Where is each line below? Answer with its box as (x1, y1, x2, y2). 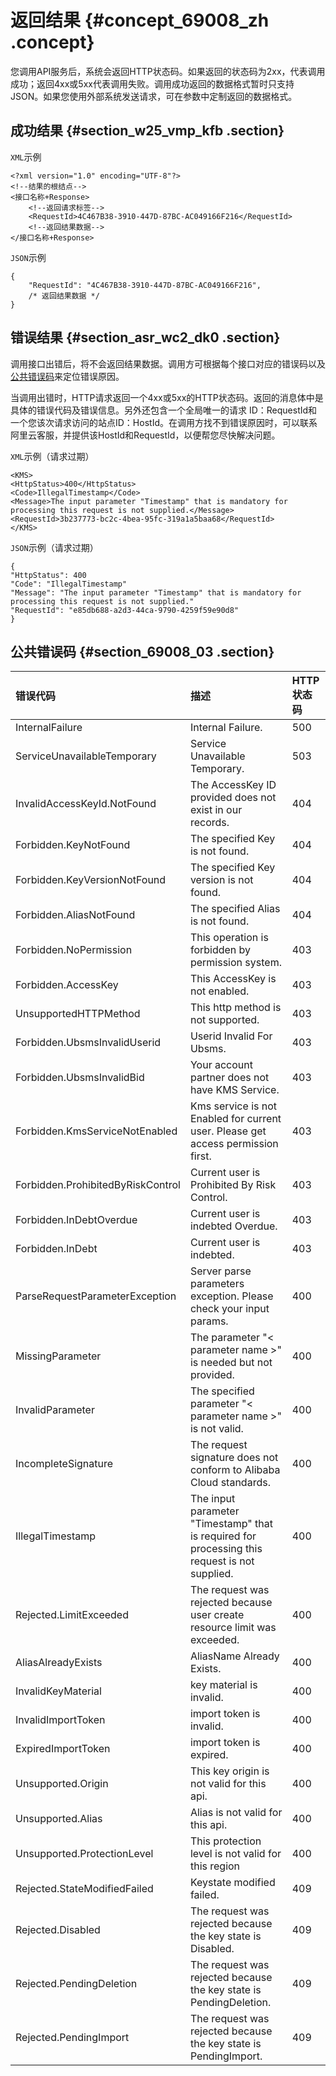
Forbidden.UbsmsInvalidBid (15, 1071, 145, 1085)
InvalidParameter (15, 1403, 95, 1417)
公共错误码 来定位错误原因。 (10, 370, 125, 382)
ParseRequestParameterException (15, 1289, 177, 1303)
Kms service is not (189, 1099, 278, 1113)
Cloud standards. (189, 1476, 271, 1490)
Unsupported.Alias (15, 1812, 103, 1826)
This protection (189, 1834, 262, 1848)
